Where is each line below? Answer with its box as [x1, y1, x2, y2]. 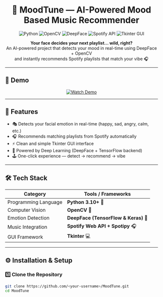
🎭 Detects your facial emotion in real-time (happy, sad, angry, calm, [12, 121, 149, 126]
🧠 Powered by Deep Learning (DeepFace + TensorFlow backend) [12, 147, 143, 153]
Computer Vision [7, 207, 46, 214]
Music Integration [7, 223, 48, 230]
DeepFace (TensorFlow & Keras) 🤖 [67, 215, 148, 221]
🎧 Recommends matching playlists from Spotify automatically [12, 133, 137, 139]
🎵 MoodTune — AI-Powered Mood [12, 4, 151, 16]
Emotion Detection [7, 215, 50, 221]
